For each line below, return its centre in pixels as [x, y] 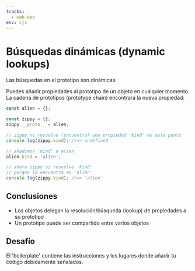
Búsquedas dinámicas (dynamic [86, 51]
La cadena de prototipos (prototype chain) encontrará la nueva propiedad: [95, 98]
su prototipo [29, 216]
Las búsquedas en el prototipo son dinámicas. [61, 80]
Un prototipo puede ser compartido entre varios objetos [82, 223]
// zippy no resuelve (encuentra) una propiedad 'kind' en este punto [94, 135]
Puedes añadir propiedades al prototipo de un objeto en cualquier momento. [98, 92]
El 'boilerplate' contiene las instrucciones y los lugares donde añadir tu [91, 255]
